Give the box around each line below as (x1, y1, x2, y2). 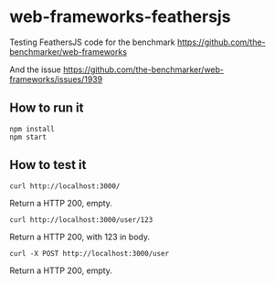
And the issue (9, 64, 62, 75)
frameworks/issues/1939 (9, 73, 103, 84)
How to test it (9, 157, 87, 173)
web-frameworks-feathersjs (9, 6, 231, 27)
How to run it (9, 100, 84, 116)
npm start (9, 132, 48, 142)
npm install (9, 124, 55, 133)
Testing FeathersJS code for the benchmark (9, 37, 175, 47)
